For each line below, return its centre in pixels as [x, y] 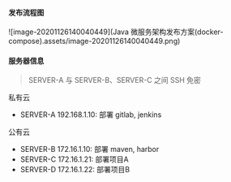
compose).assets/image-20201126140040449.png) [94, 41]
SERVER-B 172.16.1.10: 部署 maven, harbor [90, 149]
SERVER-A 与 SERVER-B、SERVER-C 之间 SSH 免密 [114, 80]
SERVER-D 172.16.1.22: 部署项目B [75, 170]
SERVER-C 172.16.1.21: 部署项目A [74, 159]
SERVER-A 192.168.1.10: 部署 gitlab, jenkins [91, 115]
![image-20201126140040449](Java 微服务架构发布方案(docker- [116, 32]
